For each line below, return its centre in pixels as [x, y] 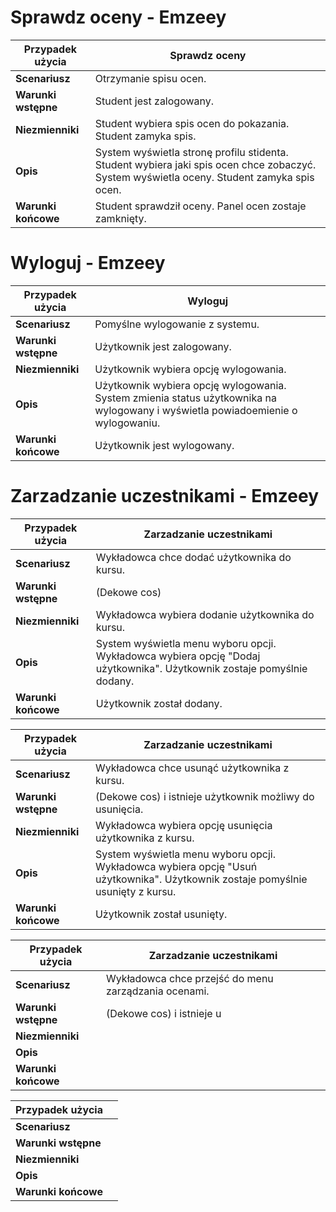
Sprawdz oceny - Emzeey [118, 17]
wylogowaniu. [127, 423]
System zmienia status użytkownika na [185, 398]
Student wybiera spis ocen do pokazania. [192, 123]
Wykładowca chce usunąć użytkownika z [192, 768]
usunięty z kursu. [135, 891]
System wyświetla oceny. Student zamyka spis [204, 177]
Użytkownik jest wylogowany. [164, 445]
